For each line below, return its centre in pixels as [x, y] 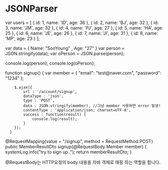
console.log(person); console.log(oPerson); [50, 63]
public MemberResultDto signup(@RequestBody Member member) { [76, 146]
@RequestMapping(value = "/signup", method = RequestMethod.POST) [79, 141]
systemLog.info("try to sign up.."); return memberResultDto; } [68, 152]
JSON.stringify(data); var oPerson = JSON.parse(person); [65, 53]
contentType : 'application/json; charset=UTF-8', [77, 110]
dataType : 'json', [44, 96]
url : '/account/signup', [50, 91]
